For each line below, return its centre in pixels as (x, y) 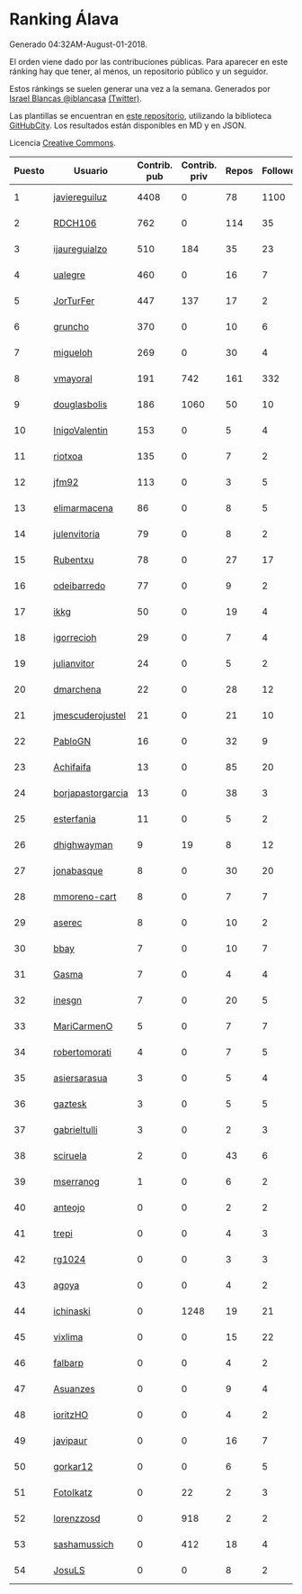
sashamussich (84, 1544)
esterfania (75, 818)
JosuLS (69, 1570)
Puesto (29, 170)
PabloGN (72, 741)
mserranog (77, 1181)
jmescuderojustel (90, 715)
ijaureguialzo (80, 249)
